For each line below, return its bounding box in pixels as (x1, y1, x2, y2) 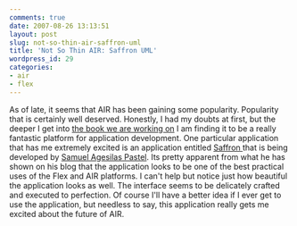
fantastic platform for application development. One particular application (9, 132, 279, 143)
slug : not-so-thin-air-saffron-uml (9, 38, 142, 47)
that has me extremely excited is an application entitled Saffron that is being (9, 142, 288, 153)
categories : (9, 63, 54, 72)
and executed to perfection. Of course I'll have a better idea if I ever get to (9, 189, 282, 200)
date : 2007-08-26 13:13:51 (9, 21, 110, 30)
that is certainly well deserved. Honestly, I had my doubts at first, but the (9, 113, 276, 124)
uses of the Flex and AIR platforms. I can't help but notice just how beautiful (9, 171, 288, 181)
